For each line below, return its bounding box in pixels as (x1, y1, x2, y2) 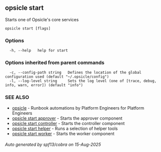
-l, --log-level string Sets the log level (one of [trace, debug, (9, 79, 157, 83)
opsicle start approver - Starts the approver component (12, 115, 123, 121)
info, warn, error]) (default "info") (5, 83, 83, 88)
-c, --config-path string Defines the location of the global (9, 70, 142, 75)
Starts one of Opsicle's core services (5, 16, 79, 22)
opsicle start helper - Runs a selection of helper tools (12, 125, 118, 131)
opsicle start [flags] (5, 26, 51, 31)
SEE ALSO (5, 94, 29, 101)
